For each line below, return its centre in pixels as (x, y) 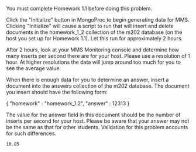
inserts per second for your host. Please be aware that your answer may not (98, 121)
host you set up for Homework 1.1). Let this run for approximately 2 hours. (94, 38)
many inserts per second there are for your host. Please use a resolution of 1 (98, 56)
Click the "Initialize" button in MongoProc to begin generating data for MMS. (98, 20)
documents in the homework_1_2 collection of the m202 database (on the (94, 32)
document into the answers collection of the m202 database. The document (98, 86)
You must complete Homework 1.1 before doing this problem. (79, 8)
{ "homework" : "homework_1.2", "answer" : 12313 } (68, 103)
